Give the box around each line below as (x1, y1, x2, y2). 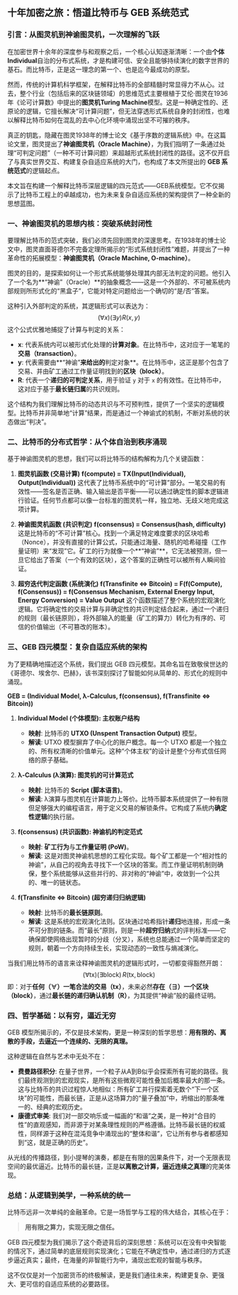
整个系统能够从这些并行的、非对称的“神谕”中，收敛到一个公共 (40, 869, 220, 878)
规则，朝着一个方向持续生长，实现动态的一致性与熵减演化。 (28, 944, 203, 952)
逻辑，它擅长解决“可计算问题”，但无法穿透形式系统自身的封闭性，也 (25, 106, 225, 115)
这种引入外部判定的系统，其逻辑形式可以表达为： (7, 301, 150, 310)
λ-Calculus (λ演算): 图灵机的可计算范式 (17, 770, 134, 779)
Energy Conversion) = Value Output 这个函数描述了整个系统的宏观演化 (17, 596, 226, 605)
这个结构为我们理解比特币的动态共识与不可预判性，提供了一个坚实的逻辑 (7, 400, 218, 408)
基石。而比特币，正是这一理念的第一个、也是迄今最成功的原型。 (7, 65, 193, 73)
